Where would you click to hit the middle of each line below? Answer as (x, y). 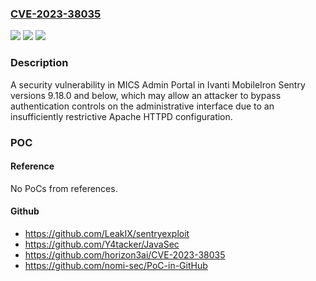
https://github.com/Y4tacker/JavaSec (102, 244)
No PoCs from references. (64, 188)
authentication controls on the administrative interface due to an (142, 106)
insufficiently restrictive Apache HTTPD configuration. (121, 116)
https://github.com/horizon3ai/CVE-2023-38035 (125, 254)
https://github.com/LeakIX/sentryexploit (107, 233)
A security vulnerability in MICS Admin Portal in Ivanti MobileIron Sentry (158, 84)
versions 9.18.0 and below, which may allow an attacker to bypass (146, 95)
